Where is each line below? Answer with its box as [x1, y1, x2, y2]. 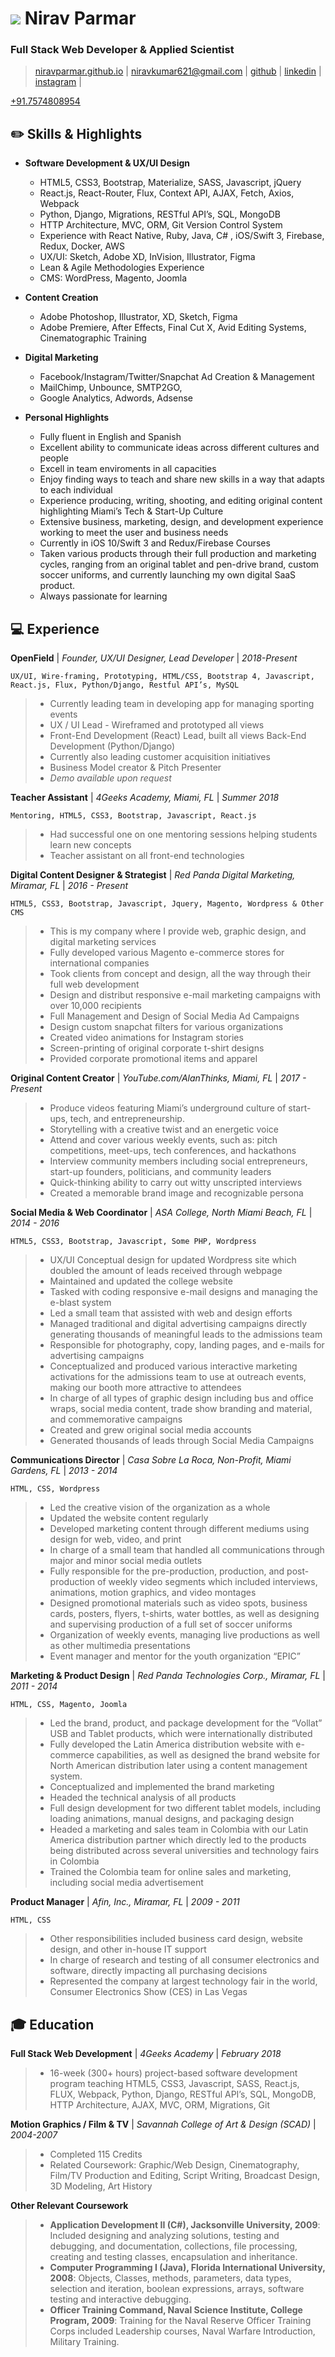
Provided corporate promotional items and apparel [49, 1053, 258, 1065]
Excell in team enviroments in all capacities [39, 463, 217, 475]
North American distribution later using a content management [49, 1760, 308, 1772]
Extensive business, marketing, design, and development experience [39, 516, 324, 528]
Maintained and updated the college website [49, 1275, 233, 1287]
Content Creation [24, 292, 99, 304]
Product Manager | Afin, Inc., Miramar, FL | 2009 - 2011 [10, 1896, 240, 1908]
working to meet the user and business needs [39, 527, 229, 539]
